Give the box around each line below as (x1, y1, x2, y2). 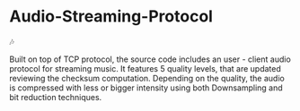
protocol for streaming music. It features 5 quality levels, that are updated (9, 63, 281, 73)
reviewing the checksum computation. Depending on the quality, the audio (9, 73, 285, 83)
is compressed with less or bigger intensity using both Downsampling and (9, 82, 283, 93)
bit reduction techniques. (9, 91, 102, 102)
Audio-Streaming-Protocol (9, 6, 214, 27)
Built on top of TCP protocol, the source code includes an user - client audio (9, 54, 292, 64)
